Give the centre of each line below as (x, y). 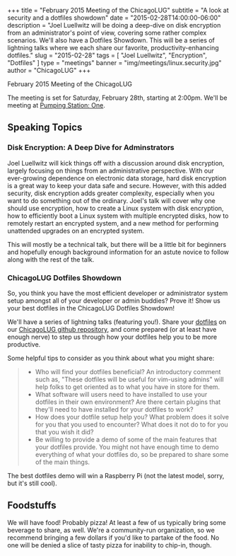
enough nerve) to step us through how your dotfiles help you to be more (112, 337)
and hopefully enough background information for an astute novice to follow (118, 252)
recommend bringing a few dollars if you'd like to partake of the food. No (113, 538)
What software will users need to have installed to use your (121, 394)
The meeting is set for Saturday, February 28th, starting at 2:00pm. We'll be (117, 98)
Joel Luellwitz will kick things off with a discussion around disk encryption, (116, 163)
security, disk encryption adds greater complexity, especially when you (111, 193)
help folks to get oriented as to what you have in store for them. (128, 387)
